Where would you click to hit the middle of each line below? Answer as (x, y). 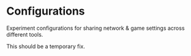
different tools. (25, 34)
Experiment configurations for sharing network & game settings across (95, 28)
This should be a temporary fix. (46, 46)
